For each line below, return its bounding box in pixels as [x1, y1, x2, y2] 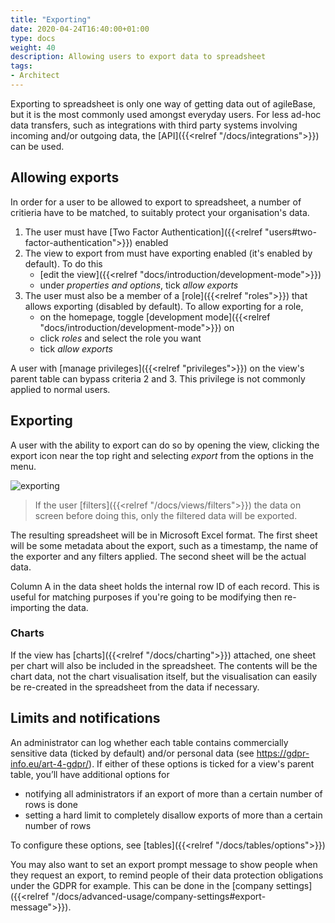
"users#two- [264, 226, 317, 238]
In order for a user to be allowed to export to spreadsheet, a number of [10, 196, 302, 208]
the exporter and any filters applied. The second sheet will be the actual [10, 550, 307, 562]
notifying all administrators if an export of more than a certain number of [24, 787, 323, 800]
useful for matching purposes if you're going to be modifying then [10, 591, 283, 603]
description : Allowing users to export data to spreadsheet [10, 52, 267, 62]
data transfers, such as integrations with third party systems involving [10, 119, 298, 131]
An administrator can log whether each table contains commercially [10, 736, 289, 748]
